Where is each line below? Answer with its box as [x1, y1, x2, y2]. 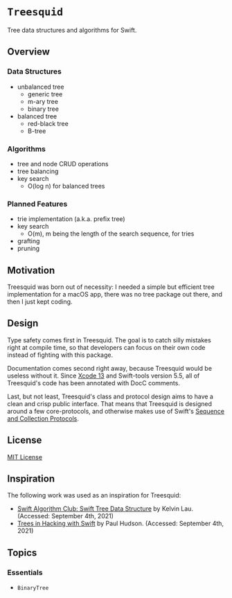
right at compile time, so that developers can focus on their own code [7, 343, 206, 351]
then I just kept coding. [7, 297, 73, 306]
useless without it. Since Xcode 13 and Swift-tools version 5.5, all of [7, 371, 200, 380]
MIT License [7, 452, 43, 461]
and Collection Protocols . [7, 414, 80, 423]
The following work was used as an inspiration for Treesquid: [7, 491, 181, 500]
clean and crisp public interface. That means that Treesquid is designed [7, 399, 213, 407]
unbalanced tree [17, 82, 64, 91]
